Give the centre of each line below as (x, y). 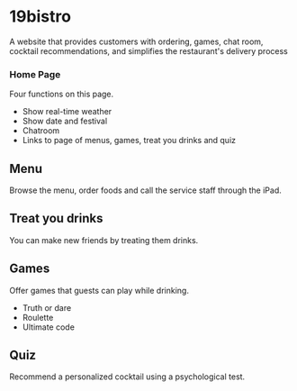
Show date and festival (65, 121)
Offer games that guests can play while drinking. (99, 290)
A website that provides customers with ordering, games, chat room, (136, 41)
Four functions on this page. (62, 94)
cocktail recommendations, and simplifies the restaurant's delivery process (148, 50)
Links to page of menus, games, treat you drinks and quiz (129, 141)
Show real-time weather (67, 112)
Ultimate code (48, 327)
